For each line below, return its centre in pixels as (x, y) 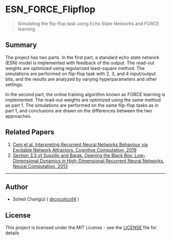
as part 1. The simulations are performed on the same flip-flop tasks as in (82, 105)
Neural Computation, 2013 (40, 166)
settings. (15, 84)
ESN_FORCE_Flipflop (50, 9)
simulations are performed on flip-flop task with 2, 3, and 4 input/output (81, 74)
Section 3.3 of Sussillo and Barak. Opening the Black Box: (73, 155)
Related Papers (30, 132)
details (12, 233)
